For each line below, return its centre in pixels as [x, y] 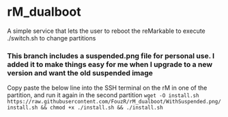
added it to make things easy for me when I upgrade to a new [110, 64]
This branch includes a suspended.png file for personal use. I [111, 55]
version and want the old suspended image [80, 73]
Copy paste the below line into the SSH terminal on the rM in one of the [107, 88]
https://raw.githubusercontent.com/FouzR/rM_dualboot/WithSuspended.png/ [114, 102]
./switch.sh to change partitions [52, 38]
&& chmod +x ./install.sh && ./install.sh [102, 108]
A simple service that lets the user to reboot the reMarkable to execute [106, 31]
